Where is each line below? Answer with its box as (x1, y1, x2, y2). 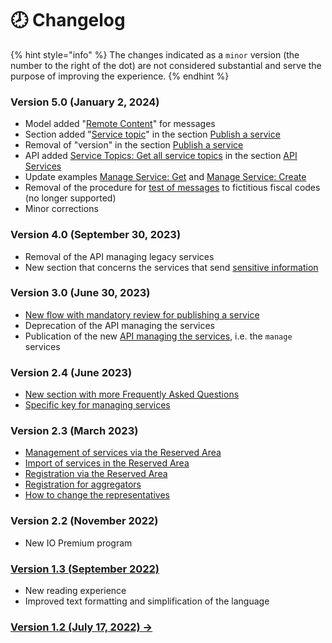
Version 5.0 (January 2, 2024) (10, 95, 160, 109)
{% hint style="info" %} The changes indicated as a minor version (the (10, 48, 300, 61)
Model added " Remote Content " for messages (24, 118, 216, 130)
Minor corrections (24, 203, 99, 215)
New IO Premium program (24, 537, 133, 549)
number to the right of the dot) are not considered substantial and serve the (10, 59, 322, 71)
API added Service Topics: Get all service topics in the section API (24, 150, 298, 162)
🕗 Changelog (10, 9, 126, 32)
